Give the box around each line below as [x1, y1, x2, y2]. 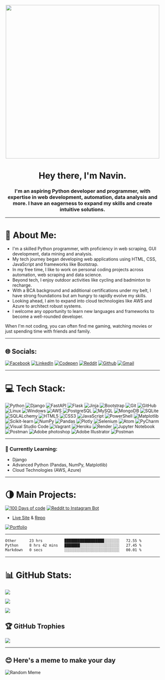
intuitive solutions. [59, 206, 106, 213]
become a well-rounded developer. [12, 313, 83, 319]
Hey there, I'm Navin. [38, 170, 127, 181]
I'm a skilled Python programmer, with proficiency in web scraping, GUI [12, 246, 156, 252]
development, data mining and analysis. [12, 251, 93, 257]
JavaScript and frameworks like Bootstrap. [12, 261, 99, 267]
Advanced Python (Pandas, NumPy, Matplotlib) [12, 462, 108, 468]
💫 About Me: [5, 229, 57, 241]
